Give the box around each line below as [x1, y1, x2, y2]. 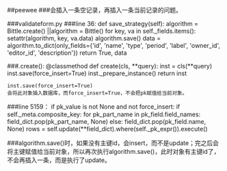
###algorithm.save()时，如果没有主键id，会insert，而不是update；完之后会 [7, 139, 219, 147]
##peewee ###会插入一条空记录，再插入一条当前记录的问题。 [7, 6, 183, 14]
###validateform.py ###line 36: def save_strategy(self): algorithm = [7, 20, 199, 27]
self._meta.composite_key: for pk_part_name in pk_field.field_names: [7, 110, 201, 118]
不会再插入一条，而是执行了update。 [7, 156, 111, 164]
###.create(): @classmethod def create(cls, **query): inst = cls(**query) [7, 62, 213, 70]
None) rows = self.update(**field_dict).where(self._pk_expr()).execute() [7, 125, 208, 133]
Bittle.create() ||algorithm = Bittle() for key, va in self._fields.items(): [7, 27, 196, 35]
